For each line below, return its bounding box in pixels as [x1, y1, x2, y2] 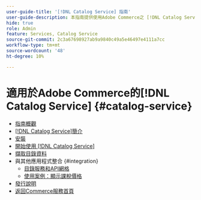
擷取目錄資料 [14, 150, 47, 157]
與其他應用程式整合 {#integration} [14, 157, 99, 165]
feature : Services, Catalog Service [6, 31, 98, 37]
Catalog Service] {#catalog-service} [6, 99, 193, 113]
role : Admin [6, 25, 36, 32]
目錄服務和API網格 [23, 165, 70, 172]
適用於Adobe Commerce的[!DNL [6, 86, 170, 99]
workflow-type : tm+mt [6, 43, 61, 49]
